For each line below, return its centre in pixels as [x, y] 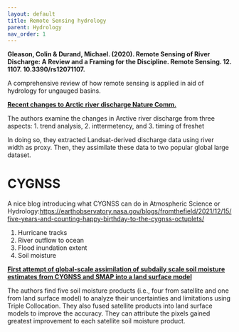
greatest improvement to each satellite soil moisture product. [96, 321]
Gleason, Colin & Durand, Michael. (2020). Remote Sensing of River [109, 54]
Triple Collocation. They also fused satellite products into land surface [110, 306]
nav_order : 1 [27, 34]
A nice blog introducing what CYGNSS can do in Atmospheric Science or [114, 203]
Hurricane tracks [42, 233]
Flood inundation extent [52, 248]
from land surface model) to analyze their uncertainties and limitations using [119, 298]
